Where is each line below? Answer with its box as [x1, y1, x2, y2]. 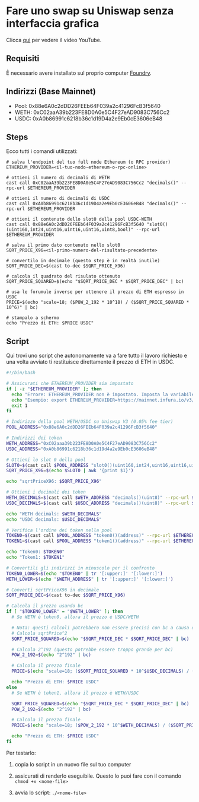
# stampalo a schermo [6, 315, 60, 321]
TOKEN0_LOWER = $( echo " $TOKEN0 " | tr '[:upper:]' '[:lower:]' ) [6, 571, 163, 577]
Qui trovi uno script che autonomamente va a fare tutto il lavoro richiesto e [6, 352, 188, 359]
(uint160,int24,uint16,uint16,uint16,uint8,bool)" [6, 227, 134, 233]
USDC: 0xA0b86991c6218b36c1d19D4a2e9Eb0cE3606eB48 [14, 114, 163, 122]
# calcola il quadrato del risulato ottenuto [6, 273, 120, 279]
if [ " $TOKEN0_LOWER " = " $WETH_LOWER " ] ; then [6, 609, 123, 615]
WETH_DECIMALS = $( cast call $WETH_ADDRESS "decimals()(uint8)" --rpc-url [6, 495, 190, 501]
